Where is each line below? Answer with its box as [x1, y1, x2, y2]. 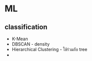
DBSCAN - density [11, 41, 50, 47]
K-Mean [11, 36, 28, 42]
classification [4, 23, 47, 31]
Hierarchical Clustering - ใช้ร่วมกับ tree [11, 47, 88, 52]
